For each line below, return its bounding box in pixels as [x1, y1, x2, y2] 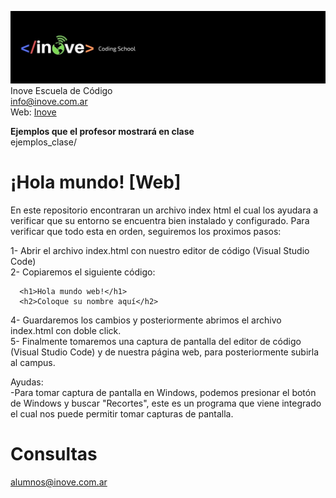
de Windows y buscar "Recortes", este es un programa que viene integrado [10, 397, 322, 410]
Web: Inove [10, 106, 57, 118]
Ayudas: [10, 376, 44, 388]
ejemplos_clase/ [10, 136, 77, 148]
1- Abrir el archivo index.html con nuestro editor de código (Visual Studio [10, 245, 310, 257]
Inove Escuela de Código [10, 85, 113, 97]
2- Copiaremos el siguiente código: [10, 266, 156, 278]
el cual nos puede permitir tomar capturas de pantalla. [10, 408, 234, 420]
